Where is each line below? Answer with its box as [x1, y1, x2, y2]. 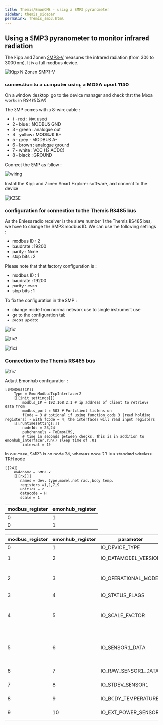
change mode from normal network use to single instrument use [12, 306, 141, 312]
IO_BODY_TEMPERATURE [100, 695, 159, 702]
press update [12, 317, 39, 323]
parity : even [12, 283, 37, 288]
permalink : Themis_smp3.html [5, 16, 64, 21]
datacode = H [20, 491, 47, 496]
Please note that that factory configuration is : [5, 263, 97, 269]
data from [5, 404, 25, 409]
